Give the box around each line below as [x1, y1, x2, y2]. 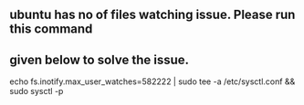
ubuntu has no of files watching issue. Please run [9, 7, 296, 23]
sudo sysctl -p [9, 86, 64, 97]
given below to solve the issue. [9, 52, 190, 67]
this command [9, 22, 93, 37]
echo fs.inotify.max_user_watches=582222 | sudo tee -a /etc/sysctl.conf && [9, 76, 296, 87]
